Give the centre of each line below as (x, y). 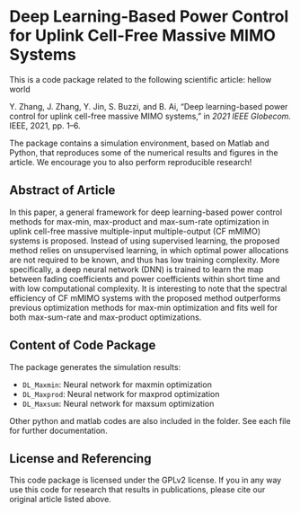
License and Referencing (80, 459)
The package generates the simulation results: (95, 367)
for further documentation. (58, 430)
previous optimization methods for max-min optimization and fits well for (144, 307)
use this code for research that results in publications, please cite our (137, 490)
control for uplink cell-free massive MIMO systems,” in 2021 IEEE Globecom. (150, 116)
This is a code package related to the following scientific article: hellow (141, 79)
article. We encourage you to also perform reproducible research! (131, 162)
